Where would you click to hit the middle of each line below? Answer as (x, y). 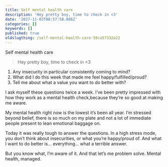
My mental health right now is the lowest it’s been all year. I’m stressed (78, 112)
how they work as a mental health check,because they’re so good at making (84, 97)
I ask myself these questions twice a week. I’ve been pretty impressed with (83, 92)
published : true (22, 33)
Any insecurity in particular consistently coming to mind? (71, 71)
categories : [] (21, 24)
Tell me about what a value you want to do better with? (69, 82)
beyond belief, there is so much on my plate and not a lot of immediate (78, 118)
